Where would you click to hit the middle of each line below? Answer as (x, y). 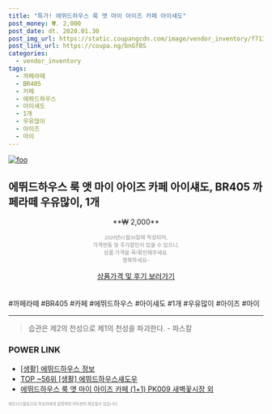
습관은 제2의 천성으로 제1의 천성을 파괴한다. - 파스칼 (110, 328)
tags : (17, 69)
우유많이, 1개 (70, 202)
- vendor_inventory (49, 62)
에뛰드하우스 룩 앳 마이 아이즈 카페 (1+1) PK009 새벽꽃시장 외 (117, 389)
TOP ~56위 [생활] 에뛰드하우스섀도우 (79, 378)
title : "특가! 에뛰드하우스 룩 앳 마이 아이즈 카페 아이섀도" (98, 16)
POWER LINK (34, 350)
